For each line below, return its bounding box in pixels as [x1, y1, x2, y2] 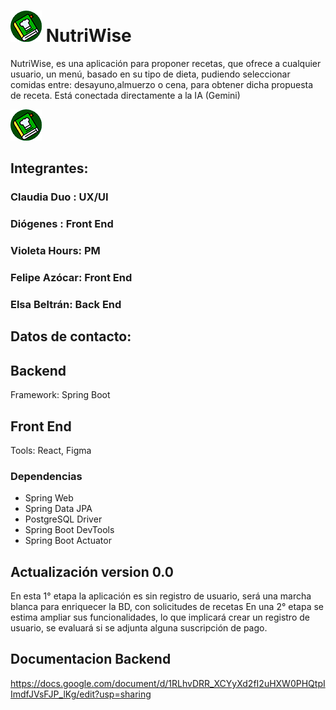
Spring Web [24, 492, 74, 504]
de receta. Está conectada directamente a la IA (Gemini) [10, 89, 241, 101]
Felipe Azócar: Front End [10, 271, 133, 285]
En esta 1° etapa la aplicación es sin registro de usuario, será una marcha [10, 590, 312, 602]
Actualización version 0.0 [10, 563, 174, 580]
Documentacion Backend [10, 651, 172, 668]
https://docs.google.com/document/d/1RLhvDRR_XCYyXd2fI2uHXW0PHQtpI [10, 677, 326, 689]
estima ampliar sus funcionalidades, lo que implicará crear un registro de [10, 611, 310, 624]
